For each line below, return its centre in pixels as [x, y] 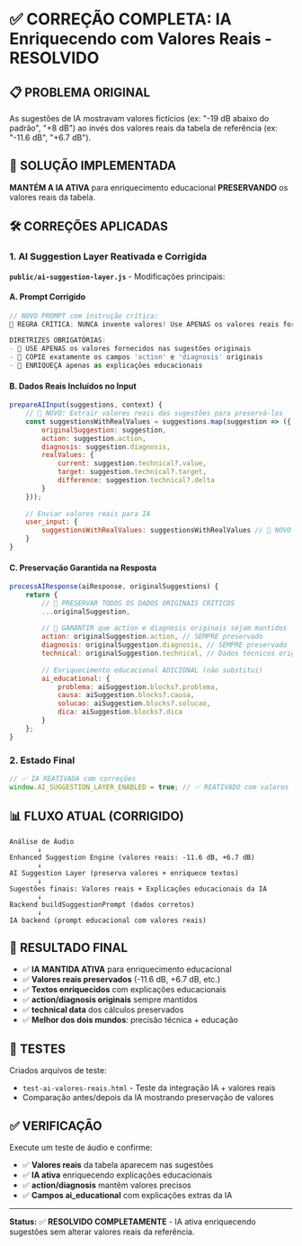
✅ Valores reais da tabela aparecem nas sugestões [118, 1165]
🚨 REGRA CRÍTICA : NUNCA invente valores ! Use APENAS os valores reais [144, 324]
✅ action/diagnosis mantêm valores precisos [107, 1185]
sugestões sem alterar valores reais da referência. [102, 1232]
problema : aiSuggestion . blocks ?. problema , [138, 687]
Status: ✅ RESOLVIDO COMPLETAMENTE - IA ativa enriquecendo [133, 1222]
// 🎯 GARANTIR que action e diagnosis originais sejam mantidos [164, 628]
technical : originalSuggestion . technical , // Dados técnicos [159, 654]
